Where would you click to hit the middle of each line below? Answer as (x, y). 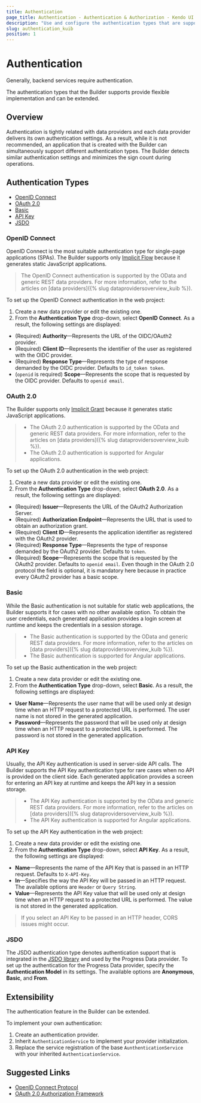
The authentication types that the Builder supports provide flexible (88, 92)
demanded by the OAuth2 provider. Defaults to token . (80, 551)
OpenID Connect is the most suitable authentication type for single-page (96, 251)
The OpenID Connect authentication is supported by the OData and (103, 275)
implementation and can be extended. (53, 98)
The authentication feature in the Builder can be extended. (78, 1011)
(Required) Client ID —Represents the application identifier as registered (103, 533)
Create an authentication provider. (57, 1035)
